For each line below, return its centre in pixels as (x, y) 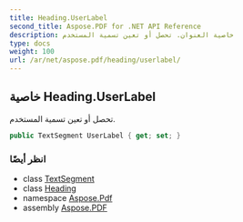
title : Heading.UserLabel (58, 18)
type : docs (30, 43)
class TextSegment (59, 178)
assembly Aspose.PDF (65, 207)
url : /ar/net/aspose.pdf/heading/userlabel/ (95, 60)
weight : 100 (32, 52)
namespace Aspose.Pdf (67, 197)
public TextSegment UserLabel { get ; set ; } (95, 136)
